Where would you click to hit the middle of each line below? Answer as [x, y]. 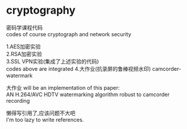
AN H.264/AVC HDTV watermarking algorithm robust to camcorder [88, 94]
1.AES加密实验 [23, 46]
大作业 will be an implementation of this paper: [63, 87]
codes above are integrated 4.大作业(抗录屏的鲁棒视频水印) [79, 68]
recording [18, 100]
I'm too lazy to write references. [45, 119]
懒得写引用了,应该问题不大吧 [41, 113]
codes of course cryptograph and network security [69, 34]
